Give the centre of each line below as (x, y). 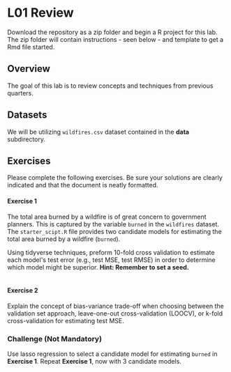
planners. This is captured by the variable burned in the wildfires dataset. (113, 224)
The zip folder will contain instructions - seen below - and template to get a (115, 39)
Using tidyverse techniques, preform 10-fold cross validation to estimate (111, 252)
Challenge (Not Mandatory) (55, 339)
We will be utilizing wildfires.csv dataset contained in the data (98, 132)
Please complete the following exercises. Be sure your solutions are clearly (115, 178)
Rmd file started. (31, 47)
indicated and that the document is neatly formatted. (83, 185)
